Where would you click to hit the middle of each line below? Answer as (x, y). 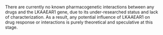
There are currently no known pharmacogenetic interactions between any (80, 7)
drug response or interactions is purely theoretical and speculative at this (79, 22)
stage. (12, 27)
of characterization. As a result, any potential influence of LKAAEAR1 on (78, 17)
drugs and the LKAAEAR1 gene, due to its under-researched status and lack (82, 12)
